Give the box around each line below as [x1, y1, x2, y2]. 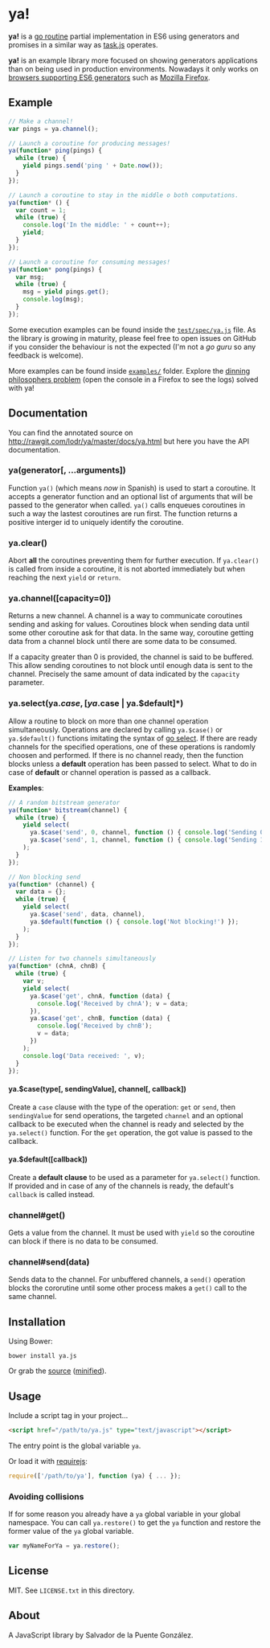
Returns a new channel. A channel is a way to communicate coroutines [8, 611, 243, 621]
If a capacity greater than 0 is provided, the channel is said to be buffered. [8, 652, 255, 662]
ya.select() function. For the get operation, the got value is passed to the [8, 1127, 253, 1138]
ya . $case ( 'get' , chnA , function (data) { [29, 992, 171, 1000]
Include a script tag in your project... [8, 1411, 129, 1420]
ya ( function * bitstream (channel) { [8, 806, 128, 814]
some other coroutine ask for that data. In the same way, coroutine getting [8, 628, 255, 637]
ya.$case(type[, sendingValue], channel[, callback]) [8, 1084, 187, 1093]
